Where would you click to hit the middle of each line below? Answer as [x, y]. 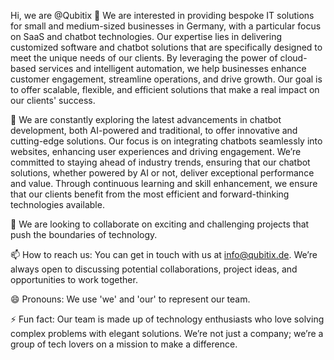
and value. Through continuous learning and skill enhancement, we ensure [164, 183]
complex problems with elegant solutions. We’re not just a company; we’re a [167, 333]
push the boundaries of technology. [84, 234]
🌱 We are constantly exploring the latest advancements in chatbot [146, 119]
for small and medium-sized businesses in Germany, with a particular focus [166, 26]
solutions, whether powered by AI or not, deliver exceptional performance [162, 173]
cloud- [293, 58]
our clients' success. [53, 100]
